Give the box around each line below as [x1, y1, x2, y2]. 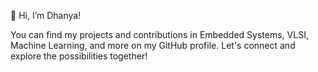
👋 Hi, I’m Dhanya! [10, 10, 82, 21]
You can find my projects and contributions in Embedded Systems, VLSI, [10, 29, 309, 40]
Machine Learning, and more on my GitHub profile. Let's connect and [10, 40, 296, 51]
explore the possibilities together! [10, 50, 148, 62]
